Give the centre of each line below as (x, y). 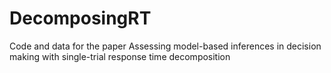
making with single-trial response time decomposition (120, 56)
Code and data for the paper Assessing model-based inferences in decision (165, 46)
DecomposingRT (80, 18)
